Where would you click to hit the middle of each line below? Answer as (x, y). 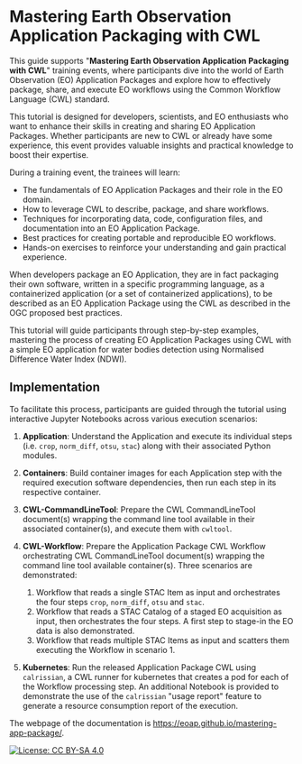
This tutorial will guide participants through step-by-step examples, (134, 330)
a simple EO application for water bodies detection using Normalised (137, 349)
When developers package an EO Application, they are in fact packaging (144, 274)
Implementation (55, 387)
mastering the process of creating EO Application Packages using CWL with (151, 339)
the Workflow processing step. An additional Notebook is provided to (151, 686)
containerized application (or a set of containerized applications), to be (141, 293)
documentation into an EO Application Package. (111, 228)
